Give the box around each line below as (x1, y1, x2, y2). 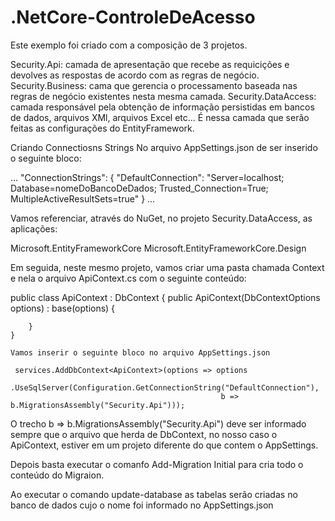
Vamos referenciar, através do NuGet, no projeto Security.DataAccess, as (10, 212, 313, 224)
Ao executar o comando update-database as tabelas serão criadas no (10, 488, 298, 500)
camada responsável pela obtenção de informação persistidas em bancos (10, 101, 315, 113)
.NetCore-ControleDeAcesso (10, 6, 256, 29)
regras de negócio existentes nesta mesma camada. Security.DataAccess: (10, 90, 317, 102)
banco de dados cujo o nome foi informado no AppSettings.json (10, 499, 274, 511)
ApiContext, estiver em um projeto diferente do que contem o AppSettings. (10, 439, 319, 451)
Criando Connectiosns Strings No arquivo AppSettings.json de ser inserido (10, 141, 318, 153)
